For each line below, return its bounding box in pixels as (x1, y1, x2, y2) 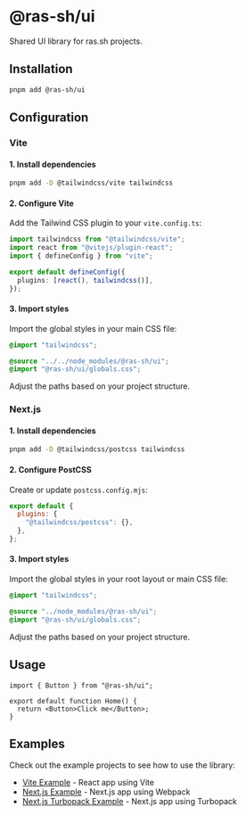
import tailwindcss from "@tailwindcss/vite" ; (9, 235, 185, 244)
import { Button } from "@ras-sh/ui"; (9, 680, 153, 690)
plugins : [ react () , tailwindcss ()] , (17, 276, 153, 284)
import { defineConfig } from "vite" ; (9, 251, 153, 260)
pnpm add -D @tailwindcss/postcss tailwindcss (9, 445, 185, 454)
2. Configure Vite (9, 198, 74, 209)
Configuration (9, 110, 89, 126)
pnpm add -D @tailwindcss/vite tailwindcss (9, 178, 174, 188)
